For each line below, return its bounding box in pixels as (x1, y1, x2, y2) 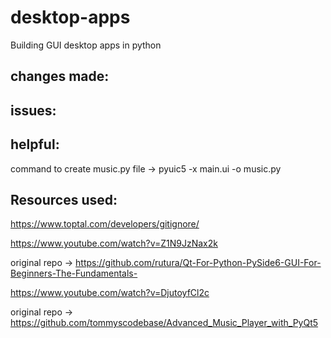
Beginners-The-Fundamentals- (10, 267, 138, 280)
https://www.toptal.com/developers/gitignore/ (10, 218, 200, 230)
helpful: (10, 136, 60, 153)
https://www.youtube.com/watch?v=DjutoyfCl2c (10, 287, 210, 299)
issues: (10, 102, 57, 119)
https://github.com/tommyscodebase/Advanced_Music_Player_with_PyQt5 (10, 317, 319, 329)
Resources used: (10, 191, 118, 208)
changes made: (10, 68, 110, 85)
